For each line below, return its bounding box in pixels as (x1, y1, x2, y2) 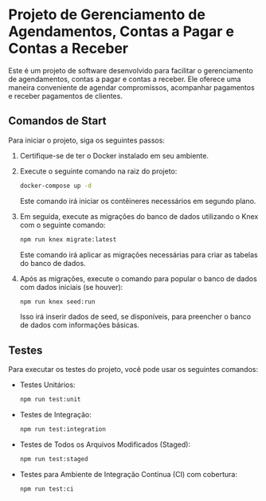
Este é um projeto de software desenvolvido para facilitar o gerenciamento (8, 65, 253, 75)
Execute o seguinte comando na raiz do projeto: (19, 166, 178, 176)
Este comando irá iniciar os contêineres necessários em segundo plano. (19, 196, 256, 205)
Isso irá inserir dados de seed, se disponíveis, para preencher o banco (19, 312, 252, 322)
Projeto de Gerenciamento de (8, 6, 205, 24)
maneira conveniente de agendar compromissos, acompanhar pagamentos (8, 82, 255, 92)
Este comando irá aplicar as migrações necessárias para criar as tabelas (19, 249, 258, 260)
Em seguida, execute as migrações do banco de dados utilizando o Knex (19, 211, 259, 221)
